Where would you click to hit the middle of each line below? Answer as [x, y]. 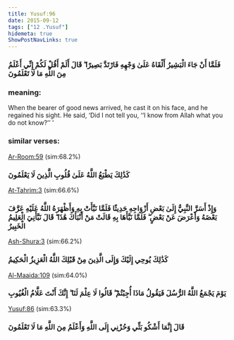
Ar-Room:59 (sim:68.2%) [44, 157]
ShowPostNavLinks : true [43, 40]
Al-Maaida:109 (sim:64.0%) [48, 275]
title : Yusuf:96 [32, 14]
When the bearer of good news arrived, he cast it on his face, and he [108, 108]
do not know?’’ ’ [31, 123]
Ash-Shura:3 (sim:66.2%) [45, 241]
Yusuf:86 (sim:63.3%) [40, 308]
